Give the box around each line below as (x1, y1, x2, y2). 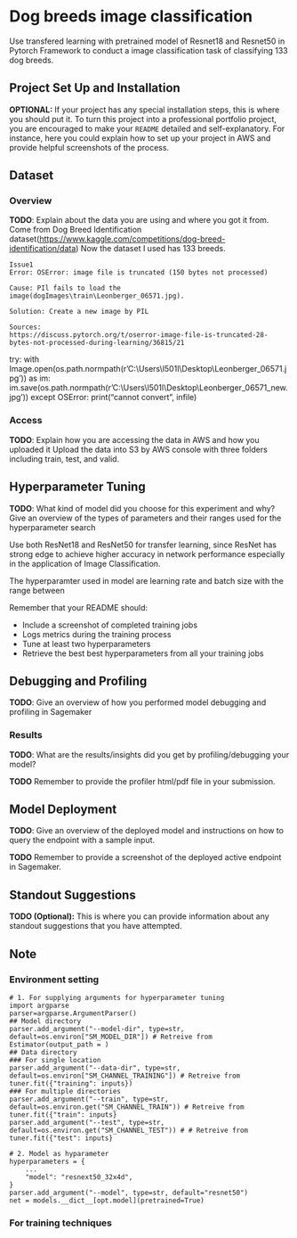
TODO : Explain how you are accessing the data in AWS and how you (9, 434, 260, 445)
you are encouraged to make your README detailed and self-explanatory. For (9, 123, 285, 134)
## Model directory (9, 1016, 82, 1026)
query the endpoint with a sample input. (9, 835, 156, 846)
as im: (28, 373, 51, 384)
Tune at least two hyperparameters (21, 638, 151, 649)
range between (9, 585, 65, 595)
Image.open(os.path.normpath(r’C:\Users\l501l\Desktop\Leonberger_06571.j (9, 364, 287, 374)
